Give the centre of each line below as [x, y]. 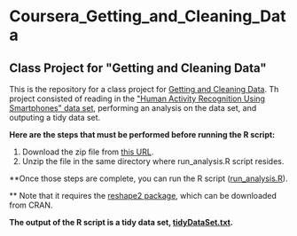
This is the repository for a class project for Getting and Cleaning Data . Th [144, 89]
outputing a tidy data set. [55, 118]
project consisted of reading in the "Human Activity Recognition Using [137, 98]
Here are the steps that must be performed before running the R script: [142, 134]
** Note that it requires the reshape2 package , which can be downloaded [143, 196]
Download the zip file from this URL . [88, 152]
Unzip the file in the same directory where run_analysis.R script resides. [153, 161]
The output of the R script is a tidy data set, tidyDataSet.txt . [121, 222]
